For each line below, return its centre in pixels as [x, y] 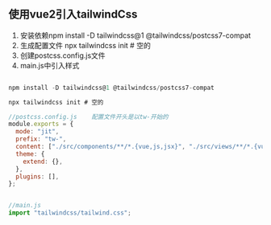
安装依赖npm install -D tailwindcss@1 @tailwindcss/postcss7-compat [135, 35]
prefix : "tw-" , [41, 139]
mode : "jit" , [38, 132]
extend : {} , [43, 162]
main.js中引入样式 [50, 65]
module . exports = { [41, 124]
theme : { [30, 154]
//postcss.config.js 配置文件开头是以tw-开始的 [88, 117]
